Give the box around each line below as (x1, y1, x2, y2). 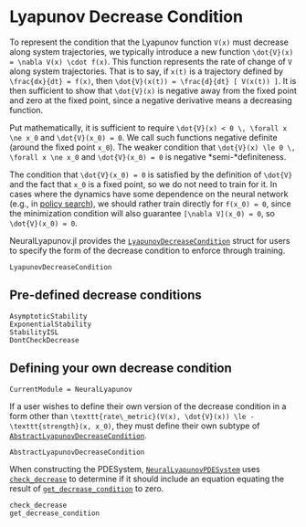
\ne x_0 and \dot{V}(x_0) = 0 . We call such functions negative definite (9, 132, 278, 142)
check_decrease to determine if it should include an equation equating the (9, 473, 285, 484)
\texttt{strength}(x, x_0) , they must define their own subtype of (9, 420, 260, 431)
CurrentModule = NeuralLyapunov (9, 385, 132, 394)
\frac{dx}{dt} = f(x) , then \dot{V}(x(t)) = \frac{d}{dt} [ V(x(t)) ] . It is (9, 75, 297, 86)
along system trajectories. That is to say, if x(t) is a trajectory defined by (9, 66, 284, 77)
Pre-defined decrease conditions (9, 288, 203, 303)
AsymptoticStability (9, 311, 89, 321)
